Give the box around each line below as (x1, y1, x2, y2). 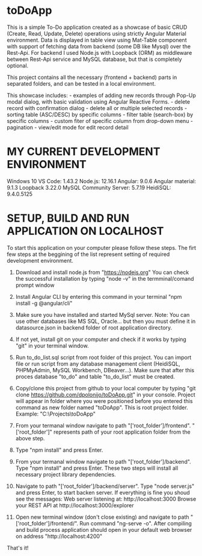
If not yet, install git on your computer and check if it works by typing (15, 336, 187, 343)
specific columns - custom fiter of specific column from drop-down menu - (7, 117, 194, 124)
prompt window (15, 281, 55, 289)
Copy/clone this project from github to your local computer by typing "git (15, 384, 196, 392)
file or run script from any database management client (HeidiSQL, (15, 360, 180, 367)
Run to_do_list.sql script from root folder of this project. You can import (15, 354, 192, 361)
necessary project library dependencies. (15, 470, 116, 478)
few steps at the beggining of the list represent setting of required (7, 251, 170, 258)
